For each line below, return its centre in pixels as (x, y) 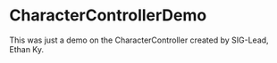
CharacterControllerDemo (108, 16)
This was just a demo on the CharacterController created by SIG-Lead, (139, 40)
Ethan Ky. (27, 49)
